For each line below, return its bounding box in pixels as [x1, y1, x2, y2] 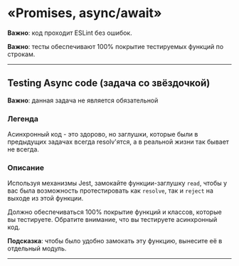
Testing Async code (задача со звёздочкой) [7, 77, 211, 90]
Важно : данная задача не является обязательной [7, 96, 159, 105]
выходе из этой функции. [7, 194, 84, 203]
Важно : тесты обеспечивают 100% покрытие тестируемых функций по [7, 42, 224, 50]
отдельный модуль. [7, 244, 67, 253]
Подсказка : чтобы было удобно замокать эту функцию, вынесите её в [7, 237, 223, 245]
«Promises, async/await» [7, 5, 162, 21]
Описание [7, 162, 45, 172]
